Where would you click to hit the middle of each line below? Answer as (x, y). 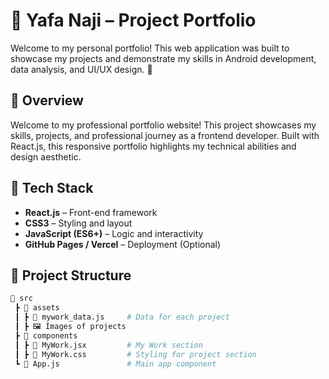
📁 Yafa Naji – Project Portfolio (133, 20)
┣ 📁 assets (37, 308)
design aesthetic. (46, 156)
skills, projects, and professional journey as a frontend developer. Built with (165, 135)
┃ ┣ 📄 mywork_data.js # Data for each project (122, 317)
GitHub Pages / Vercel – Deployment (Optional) (123, 244)
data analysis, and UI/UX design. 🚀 (81, 69)
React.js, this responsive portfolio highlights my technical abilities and (153, 146)
